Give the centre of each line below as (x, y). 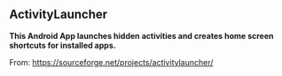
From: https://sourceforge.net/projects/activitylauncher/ (111, 62)
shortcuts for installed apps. (63, 45)
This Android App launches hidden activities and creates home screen (141, 35)
